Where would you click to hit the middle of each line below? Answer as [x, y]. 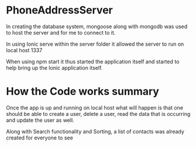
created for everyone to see [39, 138]
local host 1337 [24, 50]
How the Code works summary [83, 92]
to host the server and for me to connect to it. [61, 32]
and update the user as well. [40, 120]
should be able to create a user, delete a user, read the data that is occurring [98, 114]
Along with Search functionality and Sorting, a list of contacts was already [95, 131]
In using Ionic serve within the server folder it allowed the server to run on [95, 44]
